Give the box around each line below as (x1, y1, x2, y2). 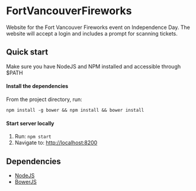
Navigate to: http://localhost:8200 (14, 139, 98, 146)
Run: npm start (14, 133, 52, 140)
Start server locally (6, 119, 54, 127)
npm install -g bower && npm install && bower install (6, 107, 144, 113)
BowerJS (14, 178, 37, 185)
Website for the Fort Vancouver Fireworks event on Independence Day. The (6, 24, 191, 31)
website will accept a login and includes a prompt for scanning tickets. (6, 30, 178, 37)
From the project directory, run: (6, 96, 83, 103)
